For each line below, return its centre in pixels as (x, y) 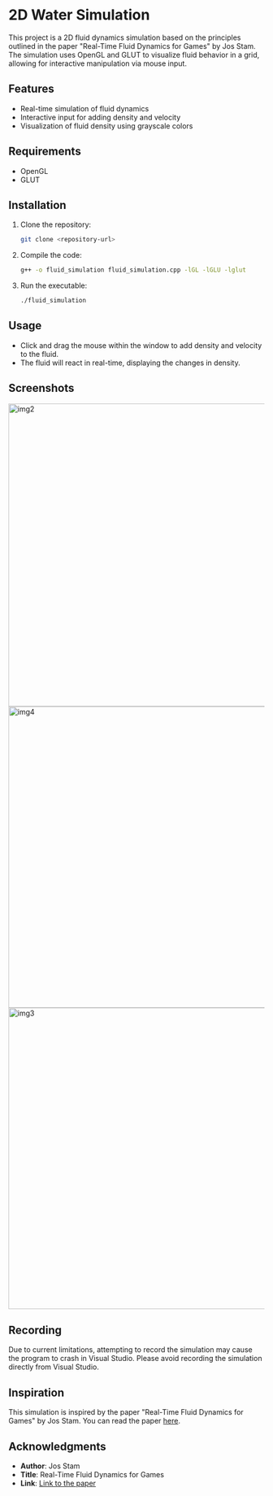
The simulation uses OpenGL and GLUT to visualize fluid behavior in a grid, (134, 54)
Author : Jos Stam (50, 1466)
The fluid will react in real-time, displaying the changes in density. (130, 363)
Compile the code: (51, 255)
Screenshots (41, 388)
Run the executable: (54, 285)
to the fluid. (39, 354)
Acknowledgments (58, 1446)
